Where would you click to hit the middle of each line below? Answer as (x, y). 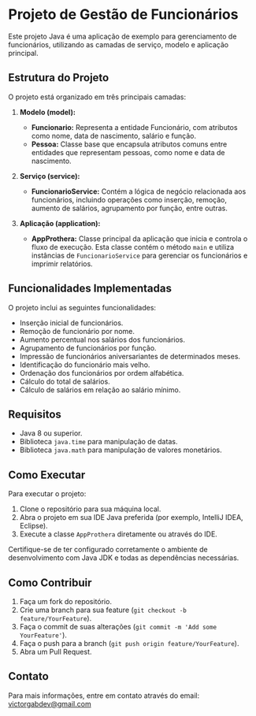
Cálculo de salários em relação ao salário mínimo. (100, 390)
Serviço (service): (50, 176)
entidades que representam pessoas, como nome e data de (128, 152)
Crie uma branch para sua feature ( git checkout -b (103, 610)
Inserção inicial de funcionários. (71, 323)
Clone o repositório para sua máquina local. (90, 509)
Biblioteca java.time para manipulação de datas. (98, 442)
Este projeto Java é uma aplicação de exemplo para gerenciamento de (122, 36)
